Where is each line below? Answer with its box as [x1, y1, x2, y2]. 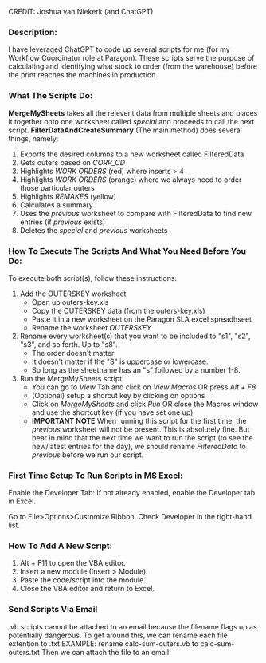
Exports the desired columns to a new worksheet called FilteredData [19, 149, 244, 159]
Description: [8, 26, 57, 37]
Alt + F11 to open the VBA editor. [19, 558, 126, 568]
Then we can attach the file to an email [41, 647, 170, 657]
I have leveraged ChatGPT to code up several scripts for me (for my [8, 45, 230, 54]
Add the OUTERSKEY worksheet [19, 289, 127, 298]
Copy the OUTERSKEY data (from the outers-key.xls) [31, 306, 205, 315]
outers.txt [8, 647, 41, 657]
